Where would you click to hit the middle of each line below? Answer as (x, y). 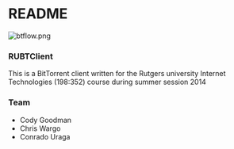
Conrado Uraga (45, 136)
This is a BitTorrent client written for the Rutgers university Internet (117, 74)
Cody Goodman (46, 120)
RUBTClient (31, 56)
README (38, 14)
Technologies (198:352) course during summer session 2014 (107, 82)
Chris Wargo (40, 128)
